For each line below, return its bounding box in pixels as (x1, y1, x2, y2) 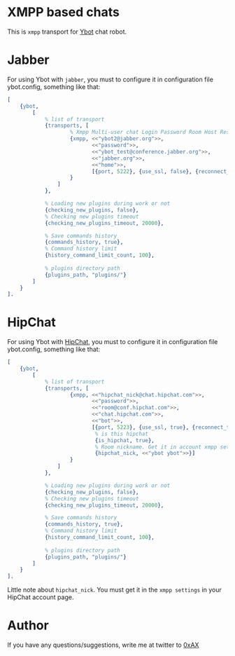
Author (7, 617, 49, 634)
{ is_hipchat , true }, (94, 437, 155, 444)
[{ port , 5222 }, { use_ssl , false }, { (92, 168, 199, 175)
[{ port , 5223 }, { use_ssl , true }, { (92, 423, 196, 431)
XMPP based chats (7, 4, 120, 20)
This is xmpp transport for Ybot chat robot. (7, 27, 127, 36)
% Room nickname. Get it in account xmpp (94, 443, 218, 451)
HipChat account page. (7, 593, 74, 601)
